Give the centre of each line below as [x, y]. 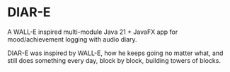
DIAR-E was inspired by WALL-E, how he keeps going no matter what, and [115, 53]
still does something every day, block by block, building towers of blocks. [114, 60]
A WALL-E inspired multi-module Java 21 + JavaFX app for [93, 32]
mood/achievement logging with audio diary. [72, 39]
